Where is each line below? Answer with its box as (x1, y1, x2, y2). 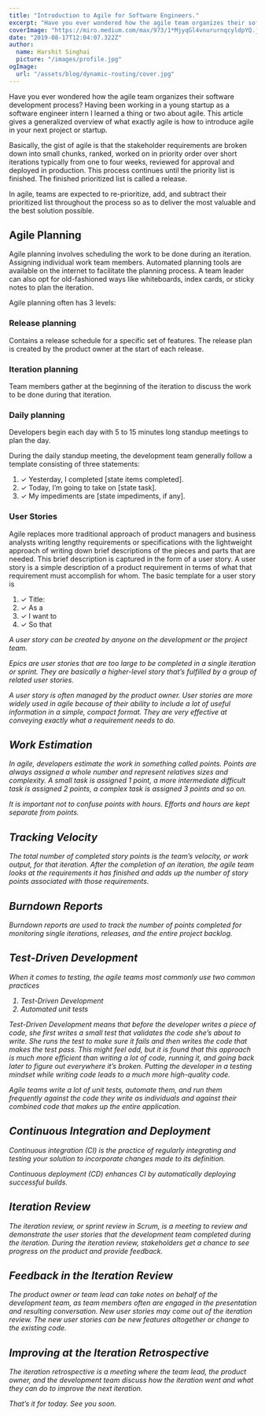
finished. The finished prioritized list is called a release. (9, 174, 188, 183)
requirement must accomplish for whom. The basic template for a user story (9, 571, 256, 580)
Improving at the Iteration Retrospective (9, 1346, 209, 1359)
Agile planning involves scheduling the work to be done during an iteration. (9, 250, 252, 259)
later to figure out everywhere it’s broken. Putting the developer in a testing (9, 1061, 252, 1070)
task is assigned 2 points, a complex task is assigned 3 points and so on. (9, 784, 247, 793)
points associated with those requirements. (9, 877, 149, 886)
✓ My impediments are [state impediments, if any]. (20, 491, 186, 501)
